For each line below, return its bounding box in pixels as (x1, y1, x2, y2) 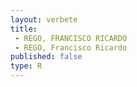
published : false (10, 52, 83, 62)
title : (10, 24, 38, 34)
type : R (10, 61, 43, 71)
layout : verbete (10, 14, 78, 25)
